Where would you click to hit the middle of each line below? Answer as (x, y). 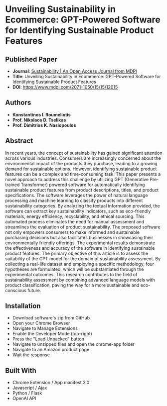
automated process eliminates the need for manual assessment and (75, 221)
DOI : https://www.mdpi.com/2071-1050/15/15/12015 (65, 87)
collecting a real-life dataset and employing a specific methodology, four (80, 264)
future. (34, 290)
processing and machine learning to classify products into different (74, 201)
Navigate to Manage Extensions (45, 328)
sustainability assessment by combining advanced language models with (80, 280)
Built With (21, 370)
